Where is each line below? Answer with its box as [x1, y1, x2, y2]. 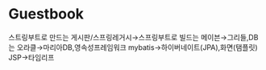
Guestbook [8, 5, 85, 23]
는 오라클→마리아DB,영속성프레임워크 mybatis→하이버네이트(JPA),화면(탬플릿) [8, 42, 258, 52]
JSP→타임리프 [8, 52, 55, 62]
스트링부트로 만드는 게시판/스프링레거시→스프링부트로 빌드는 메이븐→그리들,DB [8, 32, 259, 42]
